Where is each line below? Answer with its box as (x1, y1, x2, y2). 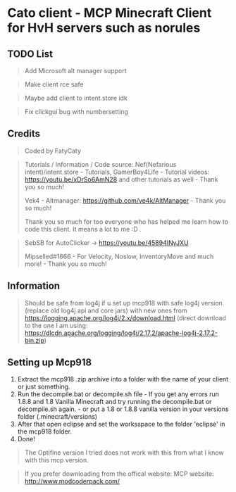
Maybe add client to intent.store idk (24, 94, 128, 102)
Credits (7, 128, 41, 140)
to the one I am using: (24, 321, 88, 329)
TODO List (7, 48, 53, 60)
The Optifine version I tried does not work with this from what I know (24, 448, 224, 457)
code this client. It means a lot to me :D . (24, 225, 142, 233)
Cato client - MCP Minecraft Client (7, 5, 212, 21)
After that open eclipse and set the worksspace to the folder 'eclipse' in (17, 420, 225, 429)
